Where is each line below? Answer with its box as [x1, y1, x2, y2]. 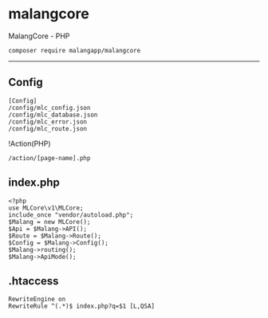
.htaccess [8, 274, 59, 288]
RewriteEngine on [8, 296, 66, 304]
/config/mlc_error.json [8, 117, 88, 126]
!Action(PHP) [8, 139, 51, 148]
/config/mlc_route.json [8, 124, 88, 132]
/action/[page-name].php [8, 154, 91, 162]
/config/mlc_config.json [8, 104, 91, 112]
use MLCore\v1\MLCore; [8, 204, 84, 212]
